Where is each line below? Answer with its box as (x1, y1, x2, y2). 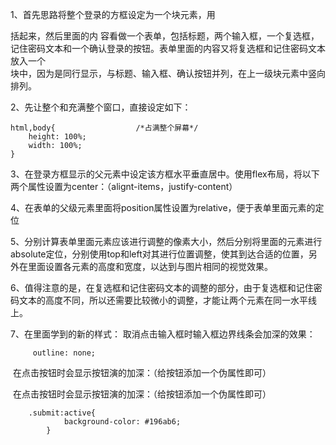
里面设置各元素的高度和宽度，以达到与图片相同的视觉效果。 (27, 261, 273, 272)
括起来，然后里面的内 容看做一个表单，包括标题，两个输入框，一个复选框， (10, 30, 320, 42)
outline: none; (32, 348, 97, 358)
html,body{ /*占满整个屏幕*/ (10, 123, 199, 133)
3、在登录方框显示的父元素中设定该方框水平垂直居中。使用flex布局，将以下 (10, 168, 320, 180)
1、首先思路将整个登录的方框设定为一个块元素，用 (10, 9, 216, 20)
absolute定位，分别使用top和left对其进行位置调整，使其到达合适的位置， (10, 248, 309, 260)
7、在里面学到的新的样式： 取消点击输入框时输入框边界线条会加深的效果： (10, 328, 316, 340)
